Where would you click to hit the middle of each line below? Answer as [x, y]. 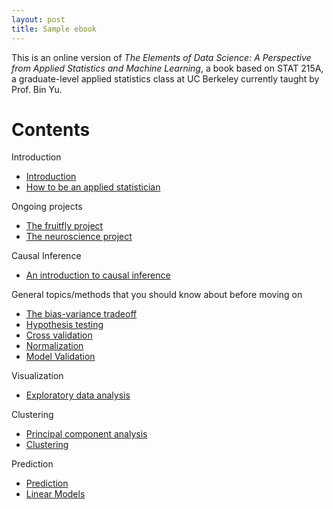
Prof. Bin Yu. [37, 89]
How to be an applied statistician [93, 187]
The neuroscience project [79, 237]
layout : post [38, 19]
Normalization [54, 346]
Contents [51, 129]
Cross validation [59, 335]
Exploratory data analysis [78, 395]
